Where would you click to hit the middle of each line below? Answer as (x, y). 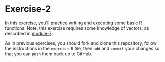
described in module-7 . (29, 33)
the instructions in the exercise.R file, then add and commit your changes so (82, 48)
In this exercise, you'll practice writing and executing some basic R (74, 23)
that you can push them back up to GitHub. (49, 54)
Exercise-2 (28, 9)
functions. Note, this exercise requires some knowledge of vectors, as (77, 28)
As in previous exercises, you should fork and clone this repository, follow (81, 43)
